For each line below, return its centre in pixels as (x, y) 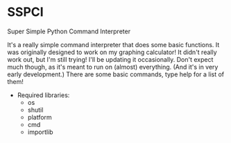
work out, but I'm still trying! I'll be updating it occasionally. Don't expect (110, 59)
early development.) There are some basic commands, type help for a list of (116, 74)
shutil (35, 110)
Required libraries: (43, 95)
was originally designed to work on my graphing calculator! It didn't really (112, 52)
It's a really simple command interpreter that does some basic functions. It (113, 44)
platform (40, 117)
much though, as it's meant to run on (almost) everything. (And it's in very (113, 67)
